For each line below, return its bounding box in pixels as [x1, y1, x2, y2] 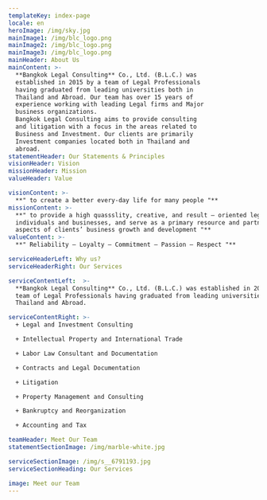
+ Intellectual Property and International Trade [15, 335, 183, 343]
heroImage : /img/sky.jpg [8, 26, 91, 34]
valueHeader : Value [8, 174, 73, 183]
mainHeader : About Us [8, 57, 80, 64]
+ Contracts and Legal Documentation [15, 364, 141, 372]
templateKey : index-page [8, 11, 91, 20]
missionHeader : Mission [8, 167, 87, 175]
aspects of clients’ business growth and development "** [15, 226, 212, 234]
